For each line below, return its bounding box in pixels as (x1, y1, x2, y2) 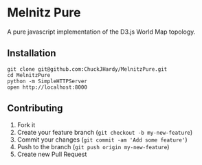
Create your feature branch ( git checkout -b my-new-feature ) (16, 128, 193, 136)
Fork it (16, 120, 36, 129)
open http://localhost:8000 (7, 84, 88, 91)
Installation (7, 47, 56, 59)
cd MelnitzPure (7, 71, 51, 78)
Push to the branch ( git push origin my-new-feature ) (16, 142, 170, 151)
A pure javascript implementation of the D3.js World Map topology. (7, 27, 196, 36)
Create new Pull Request (16, 150, 87, 158)
